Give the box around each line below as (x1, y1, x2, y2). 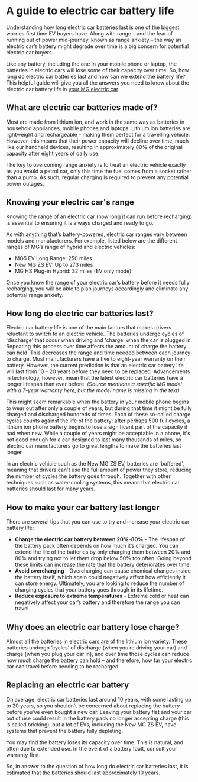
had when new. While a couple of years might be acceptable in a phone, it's (6, 430, 191, 437)
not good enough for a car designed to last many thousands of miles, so (6, 436, 182, 443)
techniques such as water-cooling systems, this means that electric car (6, 479, 180, 486)
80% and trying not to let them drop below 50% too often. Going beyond (14, 555, 192, 562)
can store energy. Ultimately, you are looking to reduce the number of (14, 580, 184, 587)
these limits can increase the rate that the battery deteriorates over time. (14, 561, 191, 568)
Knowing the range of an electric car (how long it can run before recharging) (6, 213, 193, 220)
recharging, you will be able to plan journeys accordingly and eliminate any (6, 285, 189, 292)
